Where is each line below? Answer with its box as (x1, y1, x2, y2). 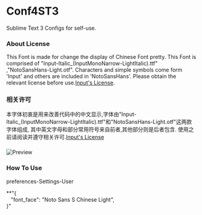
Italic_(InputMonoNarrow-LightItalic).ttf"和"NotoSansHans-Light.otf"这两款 (6, 118, 192, 125)
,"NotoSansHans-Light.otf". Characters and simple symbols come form (6, 66, 183, 73)
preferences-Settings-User (6, 177, 74, 185)
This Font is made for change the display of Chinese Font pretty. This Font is (6, 53, 197, 61)
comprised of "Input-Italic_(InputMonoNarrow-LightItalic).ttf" (6, 60, 158, 67)
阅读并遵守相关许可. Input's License (16, 133, 105, 140)
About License (6, 39, 50, 48)
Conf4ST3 (6, 4, 59, 18)
